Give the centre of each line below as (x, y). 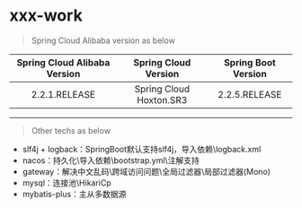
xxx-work (46, 16)
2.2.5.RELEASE (250, 94)
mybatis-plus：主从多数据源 (74, 194)
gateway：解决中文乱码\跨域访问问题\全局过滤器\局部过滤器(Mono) (147, 171)
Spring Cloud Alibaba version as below (103, 40)
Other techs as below (71, 130)
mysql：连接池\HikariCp (67, 182)
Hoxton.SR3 (162, 100)
